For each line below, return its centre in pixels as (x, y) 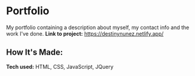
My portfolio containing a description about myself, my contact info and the (98, 27)
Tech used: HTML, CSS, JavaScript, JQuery (60, 66)
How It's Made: (35, 53)
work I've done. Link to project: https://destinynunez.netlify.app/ (85, 33)
